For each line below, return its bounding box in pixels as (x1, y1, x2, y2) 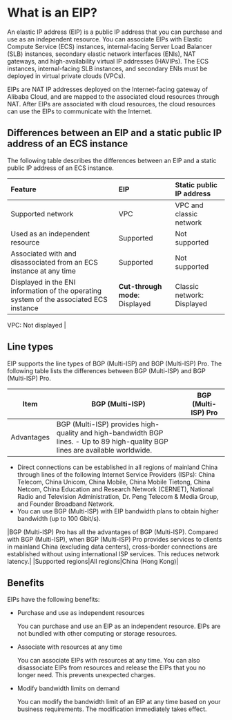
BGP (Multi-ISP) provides (56, 419, 139, 429)
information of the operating (10, 285, 102, 295)
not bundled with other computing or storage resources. (17, 629, 177, 638)
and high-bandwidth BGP (79, 428, 164, 437)
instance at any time (10, 266, 76, 276)
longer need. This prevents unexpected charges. (17, 671, 156, 679)
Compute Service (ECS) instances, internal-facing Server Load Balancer (7, 42, 213, 50)
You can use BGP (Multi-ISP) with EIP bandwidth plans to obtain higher (17, 506, 219, 515)
